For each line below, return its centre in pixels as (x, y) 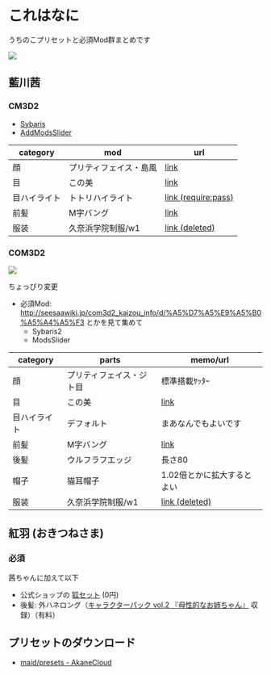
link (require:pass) (199, 197)
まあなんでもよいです (201, 423)
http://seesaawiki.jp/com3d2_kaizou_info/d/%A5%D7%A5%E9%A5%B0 (141, 312)
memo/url (210, 359)
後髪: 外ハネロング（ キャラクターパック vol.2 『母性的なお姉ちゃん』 (134, 605)
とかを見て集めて (115, 322)
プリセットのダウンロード (72, 643)
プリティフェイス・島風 (113, 167)
